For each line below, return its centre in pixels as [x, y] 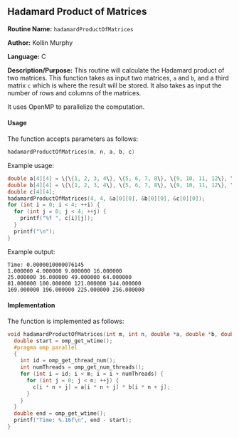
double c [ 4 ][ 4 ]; [31, 191]
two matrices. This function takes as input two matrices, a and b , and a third [118, 78]
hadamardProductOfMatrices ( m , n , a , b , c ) [71, 152]
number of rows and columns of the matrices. [74, 93]
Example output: [31, 251]
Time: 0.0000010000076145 [46, 265]
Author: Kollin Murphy [40, 43]
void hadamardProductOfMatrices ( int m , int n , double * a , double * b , [113, 334]
